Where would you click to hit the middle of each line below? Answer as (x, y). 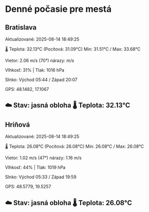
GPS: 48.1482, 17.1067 (27, 89)
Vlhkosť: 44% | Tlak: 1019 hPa (35, 168)
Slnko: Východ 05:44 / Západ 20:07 (41, 80)
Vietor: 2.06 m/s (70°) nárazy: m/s (40, 61)
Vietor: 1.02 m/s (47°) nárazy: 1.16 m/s (44, 158)
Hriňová (18, 125)
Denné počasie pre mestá (58, 9)
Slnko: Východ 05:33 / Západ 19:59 (41, 177)
